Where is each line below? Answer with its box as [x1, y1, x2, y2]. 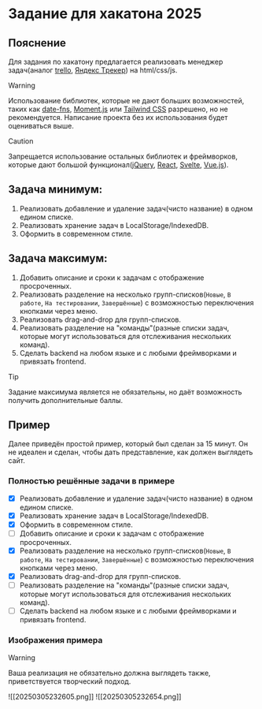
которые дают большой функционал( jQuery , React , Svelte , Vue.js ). [8, 160, 229, 170]
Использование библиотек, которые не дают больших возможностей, [8, 96, 245, 105]
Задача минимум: [8, 183, 103, 196]
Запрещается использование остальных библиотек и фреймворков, [8, 151, 238, 161]
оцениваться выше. [8, 121, 75, 130]
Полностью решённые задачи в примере [8, 476, 175, 487]
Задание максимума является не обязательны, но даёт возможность [8, 387, 242, 397]
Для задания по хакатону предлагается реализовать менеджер [8, 57, 223, 66]
